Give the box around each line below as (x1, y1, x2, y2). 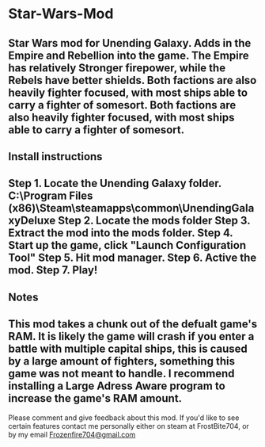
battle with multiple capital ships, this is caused (8, 342, 248, 356)
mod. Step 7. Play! (8, 263, 98, 277)
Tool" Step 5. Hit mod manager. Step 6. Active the (8, 251, 257, 265)
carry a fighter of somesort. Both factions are (8, 98, 237, 112)
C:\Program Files (8, 189, 93, 203)
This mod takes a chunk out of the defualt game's (8, 318, 258, 331)
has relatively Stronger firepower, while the (8, 61, 226, 74)
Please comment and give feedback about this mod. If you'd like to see (8, 413, 240, 422)
